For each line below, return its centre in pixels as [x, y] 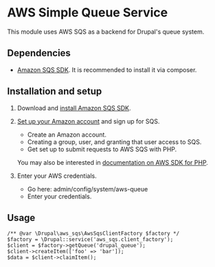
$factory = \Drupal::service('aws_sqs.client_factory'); [90, 240]
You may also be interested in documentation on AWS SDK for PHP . [112, 162]
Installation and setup [55, 92]
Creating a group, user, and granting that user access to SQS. [114, 141]
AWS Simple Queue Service [88, 13]
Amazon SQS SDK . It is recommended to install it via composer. [107, 69]
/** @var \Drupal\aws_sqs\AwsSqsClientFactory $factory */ [93, 234]
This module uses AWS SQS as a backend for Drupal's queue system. [106, 32]
